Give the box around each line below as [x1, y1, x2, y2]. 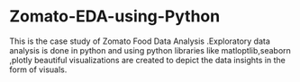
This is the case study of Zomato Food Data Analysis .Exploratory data [9, 36, 270, 46]
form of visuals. [9, 64, 68, 75]
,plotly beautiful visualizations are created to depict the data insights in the [9, 54, 286, 65]
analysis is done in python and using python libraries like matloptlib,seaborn [9, 45, 291, 55]
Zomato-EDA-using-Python [9, 6, 221, 27]
